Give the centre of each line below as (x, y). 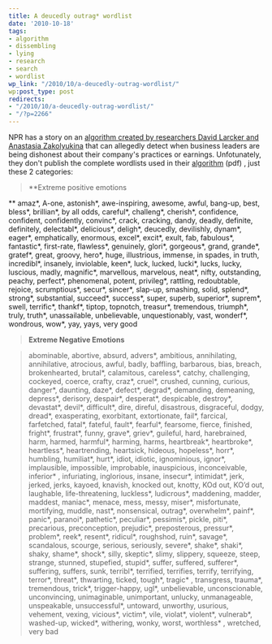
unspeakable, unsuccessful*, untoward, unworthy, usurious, (128, 605)
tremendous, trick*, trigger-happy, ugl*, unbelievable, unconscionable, (145, 588)
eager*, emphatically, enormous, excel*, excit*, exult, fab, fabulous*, (121, 238)
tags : (17, 31)
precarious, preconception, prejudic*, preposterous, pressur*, (131, 528)
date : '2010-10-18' (41, 24)
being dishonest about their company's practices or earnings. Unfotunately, (135, 154)
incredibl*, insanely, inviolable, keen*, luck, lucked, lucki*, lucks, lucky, (125, 264)
